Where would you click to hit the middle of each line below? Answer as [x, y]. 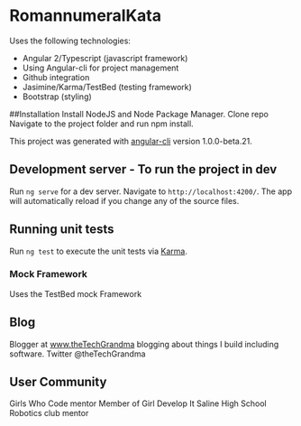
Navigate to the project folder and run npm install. [101, 124]
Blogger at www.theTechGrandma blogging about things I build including [144, 344]
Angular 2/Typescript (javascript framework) [105, 58]
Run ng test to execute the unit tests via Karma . [98, 251]
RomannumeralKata [86, 16]
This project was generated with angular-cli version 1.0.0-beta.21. [131, 141]
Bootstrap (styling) [57, 97]
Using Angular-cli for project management [100, 68]
